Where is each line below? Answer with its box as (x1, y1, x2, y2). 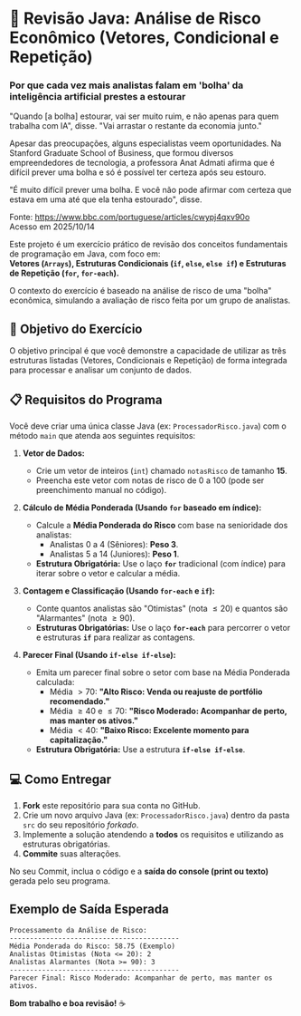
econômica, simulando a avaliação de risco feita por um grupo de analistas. (9, 295, 291, 306)
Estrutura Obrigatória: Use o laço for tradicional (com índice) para (35, 558, 287, 569)
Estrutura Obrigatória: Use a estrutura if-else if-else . (35, 744, 246, 755)
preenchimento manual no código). (35, 485, 167, 496)
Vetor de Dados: (22, 448, 85, 459)
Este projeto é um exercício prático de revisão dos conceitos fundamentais (9, 239, 288, 250)
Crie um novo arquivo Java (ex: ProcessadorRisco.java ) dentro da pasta (22, 809, 290, 820)
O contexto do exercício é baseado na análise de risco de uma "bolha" (9, 285, 272, 296)
